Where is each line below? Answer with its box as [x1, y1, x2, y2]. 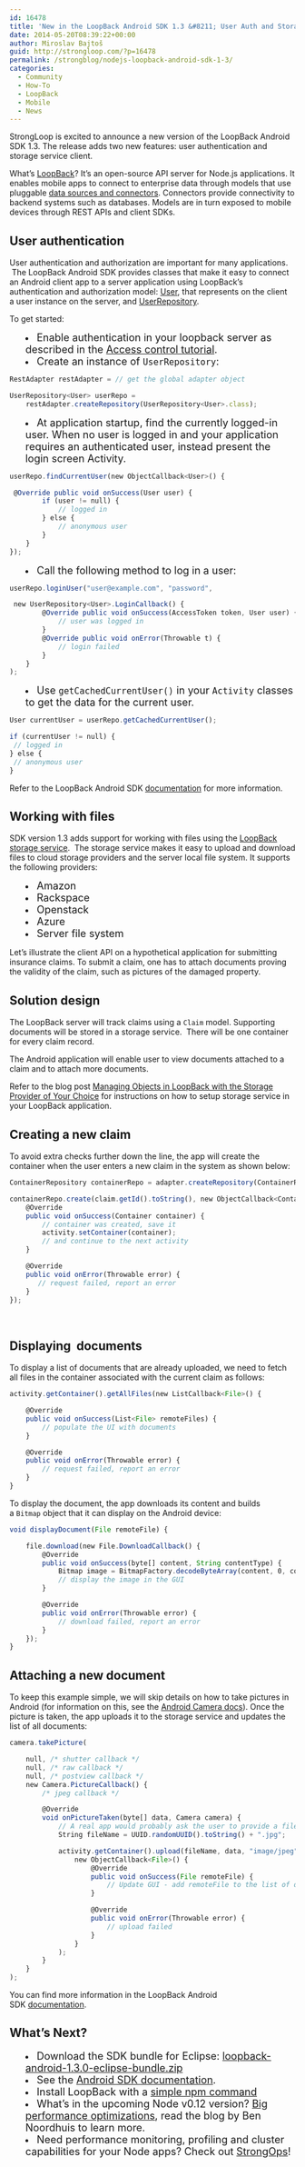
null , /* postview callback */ [25, 1772, 144, 1781]
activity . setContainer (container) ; [42, 1228, 177, 1237]
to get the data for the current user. [25, 696, 195, 709]
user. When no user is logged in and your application [25, 428, 279, 441]
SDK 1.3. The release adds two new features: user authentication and [9, 141, 268, 152]
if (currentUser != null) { [9, 733, 116, 742]
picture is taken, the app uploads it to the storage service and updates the [9, 1711, 286, 1723]
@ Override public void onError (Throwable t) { [42, 634, 221, 643]
